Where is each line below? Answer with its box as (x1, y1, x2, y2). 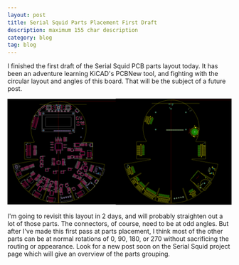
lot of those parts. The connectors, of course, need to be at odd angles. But (7, 220, 229, 228)
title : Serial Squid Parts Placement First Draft (7, 18, 158, 26)
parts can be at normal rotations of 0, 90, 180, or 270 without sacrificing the (7, 234, 229, 243)
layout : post (7, 11, 46, 18)
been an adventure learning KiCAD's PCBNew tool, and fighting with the (7, 70, 218, 78)
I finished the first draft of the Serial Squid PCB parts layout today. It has (7, 62, 218, 70)
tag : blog (7, 41, 37, 49)
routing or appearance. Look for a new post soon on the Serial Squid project (7, 242, 230, 251)
